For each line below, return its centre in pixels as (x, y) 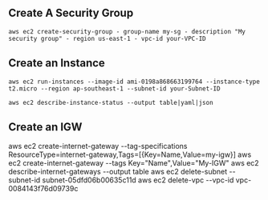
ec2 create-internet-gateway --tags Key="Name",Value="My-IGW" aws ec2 (134, 163)
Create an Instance (57, 63)
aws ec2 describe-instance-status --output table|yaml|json (111, 102)
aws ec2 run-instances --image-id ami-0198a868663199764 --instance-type (134, 82)
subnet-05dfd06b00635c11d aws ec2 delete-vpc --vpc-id (138, 180)
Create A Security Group (71, 13)
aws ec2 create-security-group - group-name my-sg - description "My (127, 31)
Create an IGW (45, 127)
